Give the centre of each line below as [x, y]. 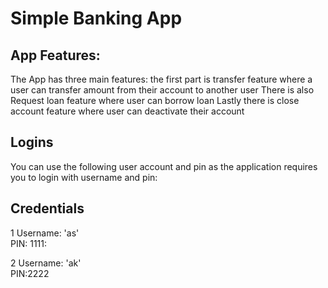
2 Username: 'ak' [46, 263]
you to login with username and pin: [84, 177]
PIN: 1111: [29, 243]
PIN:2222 [30, 273]
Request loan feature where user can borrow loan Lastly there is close [155, 100]
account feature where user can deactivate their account [127, 111]
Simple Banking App [96, 18]
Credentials [47, 208]
